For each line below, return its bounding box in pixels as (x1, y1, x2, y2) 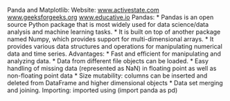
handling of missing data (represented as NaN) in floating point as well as (7, 65, 217, 72)
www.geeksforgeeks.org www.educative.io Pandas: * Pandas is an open (7, 13, 214, 21)
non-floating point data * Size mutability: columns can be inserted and (7, 71, 208, 80)
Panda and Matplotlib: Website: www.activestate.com (7, 6, 159, 14)
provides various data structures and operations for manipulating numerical (7, 43, 223, 50)
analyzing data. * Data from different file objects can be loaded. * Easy (7, 57, 209, 65)
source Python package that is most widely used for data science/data (7, 21, 209, 28)
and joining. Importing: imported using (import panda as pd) (7, 86, 178, 94)
